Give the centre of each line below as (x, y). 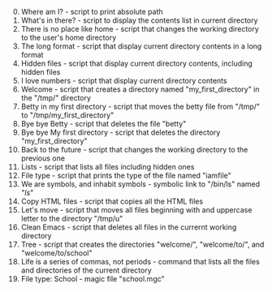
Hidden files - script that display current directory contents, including (136, 63)
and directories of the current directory (86, 270)
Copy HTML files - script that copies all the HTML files (112, 201)
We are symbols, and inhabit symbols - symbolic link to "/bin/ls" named (140, 184)
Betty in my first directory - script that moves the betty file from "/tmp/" (140, 106)
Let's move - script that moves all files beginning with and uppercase (136, 210)
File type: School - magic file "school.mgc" (93, 279)
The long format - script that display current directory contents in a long (141, 46)
